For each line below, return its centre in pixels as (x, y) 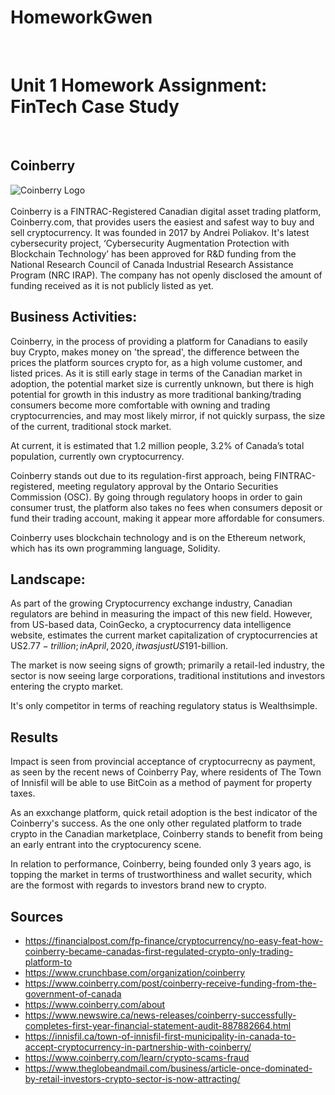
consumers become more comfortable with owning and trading (140, 405)
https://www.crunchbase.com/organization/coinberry (135, 972)
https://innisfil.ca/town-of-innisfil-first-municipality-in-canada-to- (160, 1036)
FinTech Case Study (95, 107)
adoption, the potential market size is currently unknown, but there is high (162, 383)
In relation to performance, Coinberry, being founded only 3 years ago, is (161, 864)
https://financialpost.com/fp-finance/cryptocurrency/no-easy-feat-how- (174, 940)
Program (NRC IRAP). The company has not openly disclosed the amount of (166, 275)
